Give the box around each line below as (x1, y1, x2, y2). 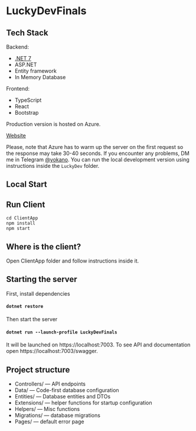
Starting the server (6, 274, 78, 284)
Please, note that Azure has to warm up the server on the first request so (6, 144, 184, 150)
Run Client (6, 199, 45, 209)
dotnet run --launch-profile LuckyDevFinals (6, 329, 117, 335)
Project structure (6, 365, 70, 375)
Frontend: (6, 85, 30, 92)
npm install (6, 221, 35, 226)
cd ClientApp (6, 215, 38, 221)
